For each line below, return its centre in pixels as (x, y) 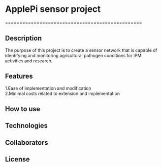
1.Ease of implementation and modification (48, 88)
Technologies (27, 126)
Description (23, 38)
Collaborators (27, 143)
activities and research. (29, 61)
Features (19, 76)
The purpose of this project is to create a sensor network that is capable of (81, 50)
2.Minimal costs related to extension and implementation (62, 93)
